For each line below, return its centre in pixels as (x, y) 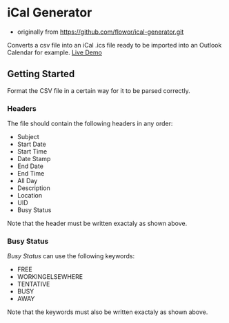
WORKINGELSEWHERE (50, 277)
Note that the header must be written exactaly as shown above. (97, 223)
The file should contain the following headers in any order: (90, 124)
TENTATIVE (33, 284)
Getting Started (41, 74)
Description (33, 188)
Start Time (32, 152)
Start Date (31, 144)
